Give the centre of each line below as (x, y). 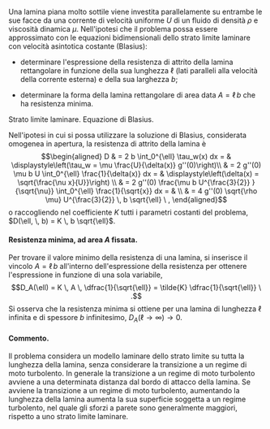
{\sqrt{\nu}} (34, 191)
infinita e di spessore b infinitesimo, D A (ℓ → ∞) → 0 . (95, 318)
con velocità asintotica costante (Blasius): (78, 46)
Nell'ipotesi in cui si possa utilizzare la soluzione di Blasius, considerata (128, 135)
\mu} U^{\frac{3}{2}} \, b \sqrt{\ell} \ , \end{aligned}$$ (136, 199)
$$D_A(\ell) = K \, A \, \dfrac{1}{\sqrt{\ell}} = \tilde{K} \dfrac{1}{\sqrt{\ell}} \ (136, 288)
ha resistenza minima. (57, 104)
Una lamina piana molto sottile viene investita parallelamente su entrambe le (135, 12)
